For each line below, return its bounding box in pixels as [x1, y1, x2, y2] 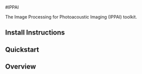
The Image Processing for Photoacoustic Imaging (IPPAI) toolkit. [5, 14, 137, 19]
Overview [5, 62, 36, 71]
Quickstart [5, 45, 39, 54]
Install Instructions [5, 28, 65, 37]
